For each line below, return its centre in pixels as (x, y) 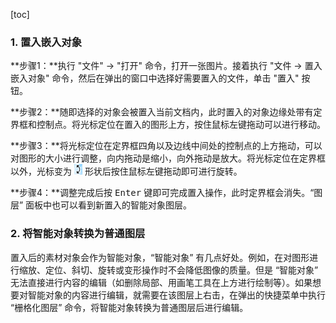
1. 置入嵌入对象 (46, 42)
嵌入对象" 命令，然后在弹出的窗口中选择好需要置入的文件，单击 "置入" (155, 78)
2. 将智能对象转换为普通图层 (78, 234)
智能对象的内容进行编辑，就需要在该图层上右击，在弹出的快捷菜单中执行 (176, 295)
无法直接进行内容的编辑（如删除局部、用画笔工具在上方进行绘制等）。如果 (161, 282)
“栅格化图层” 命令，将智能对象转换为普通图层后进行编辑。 (129, 307)
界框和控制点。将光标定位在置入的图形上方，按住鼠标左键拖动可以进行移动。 (168, 125)
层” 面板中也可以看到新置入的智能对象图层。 (101, 205)
